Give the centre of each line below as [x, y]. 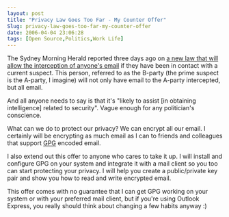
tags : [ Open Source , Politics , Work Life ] [66, 39]
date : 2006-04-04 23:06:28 [45, 33]
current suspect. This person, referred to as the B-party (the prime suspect [113, 73]
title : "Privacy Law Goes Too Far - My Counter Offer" [87, 20]
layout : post [26, 13]
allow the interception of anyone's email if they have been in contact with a [112, 66]
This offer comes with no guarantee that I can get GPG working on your [108, 192]
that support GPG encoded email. [54, 143]
